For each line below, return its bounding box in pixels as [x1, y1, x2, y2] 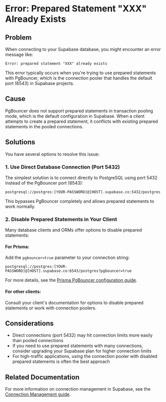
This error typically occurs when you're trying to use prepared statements [5, 70, 156, 76]
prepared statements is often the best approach [12, 358, 110, 364]
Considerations [5, 319, 54, 328]
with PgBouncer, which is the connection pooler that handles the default [5, 75, 153, 81]
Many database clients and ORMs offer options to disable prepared [5, 227, 142, 233]
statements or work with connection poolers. [5, 305, 97, 311]
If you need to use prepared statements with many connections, [12, 343, 143, 349]
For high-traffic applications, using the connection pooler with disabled [12, 353, 158, 359]
